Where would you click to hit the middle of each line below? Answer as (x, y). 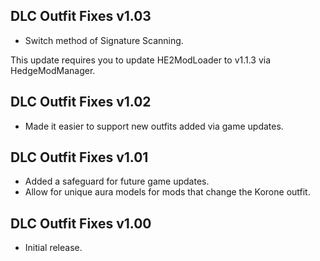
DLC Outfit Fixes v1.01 (79, 157)
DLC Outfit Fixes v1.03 (81, 16)
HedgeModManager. (53, 70)
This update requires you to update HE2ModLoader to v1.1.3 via (141, 60)
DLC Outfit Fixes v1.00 (81, 223)
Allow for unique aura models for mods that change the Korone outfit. (167, 192)
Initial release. (53, 248)
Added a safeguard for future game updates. (117, 181)
